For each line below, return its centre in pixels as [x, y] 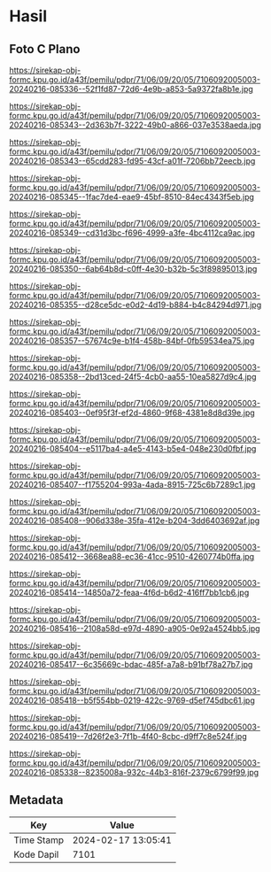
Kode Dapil [36, 854]
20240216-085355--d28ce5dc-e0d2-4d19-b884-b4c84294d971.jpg [135, 305]
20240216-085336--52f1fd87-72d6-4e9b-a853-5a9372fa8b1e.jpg [132, 89]
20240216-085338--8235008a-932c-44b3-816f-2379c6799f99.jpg [134, 772]
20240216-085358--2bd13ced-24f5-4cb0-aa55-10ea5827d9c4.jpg [133, 377]
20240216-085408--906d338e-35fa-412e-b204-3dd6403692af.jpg [135, 521]
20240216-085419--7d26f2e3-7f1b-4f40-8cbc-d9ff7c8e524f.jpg [128, 736]
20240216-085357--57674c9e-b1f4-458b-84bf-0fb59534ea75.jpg [132, 341]
